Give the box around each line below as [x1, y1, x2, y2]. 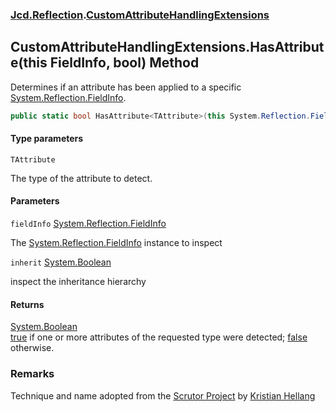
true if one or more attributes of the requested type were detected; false [10, 331, 308, 343]
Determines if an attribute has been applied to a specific [10, 81, 242, 93]
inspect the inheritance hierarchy [10, 276, 147, 288]
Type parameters [10, 133, 84, 145]
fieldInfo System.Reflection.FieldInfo [10, 218, 167, 230]
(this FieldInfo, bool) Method [18, 54, 200, 72]
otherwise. [10, 342, 55, 354]
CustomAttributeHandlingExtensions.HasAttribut [10, 39, 325, 56]
